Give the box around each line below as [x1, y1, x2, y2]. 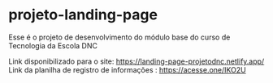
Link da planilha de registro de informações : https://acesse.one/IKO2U [8, 64, 246, 74]
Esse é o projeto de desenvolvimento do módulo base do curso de [8, 32, 231, 42]
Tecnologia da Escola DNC [8, 40, 97, 50]
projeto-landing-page [8, 6, 158, 24]
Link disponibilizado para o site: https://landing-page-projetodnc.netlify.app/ [8, 56, 265, 66]
